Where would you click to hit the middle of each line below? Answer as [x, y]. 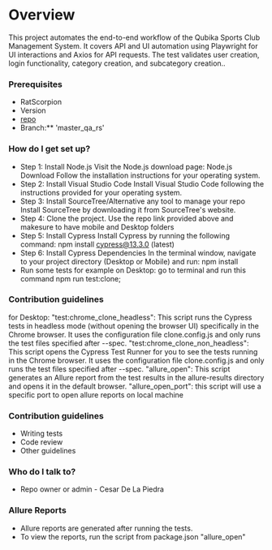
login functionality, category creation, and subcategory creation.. [117, 63]
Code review [41, 442]
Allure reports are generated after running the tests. [106, 528]
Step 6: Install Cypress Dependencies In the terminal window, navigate [138, 252]
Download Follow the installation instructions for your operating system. [140, 175]
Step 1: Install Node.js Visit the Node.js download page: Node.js [126, 166]
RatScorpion [41, 102]
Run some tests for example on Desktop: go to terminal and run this [133, 270]
